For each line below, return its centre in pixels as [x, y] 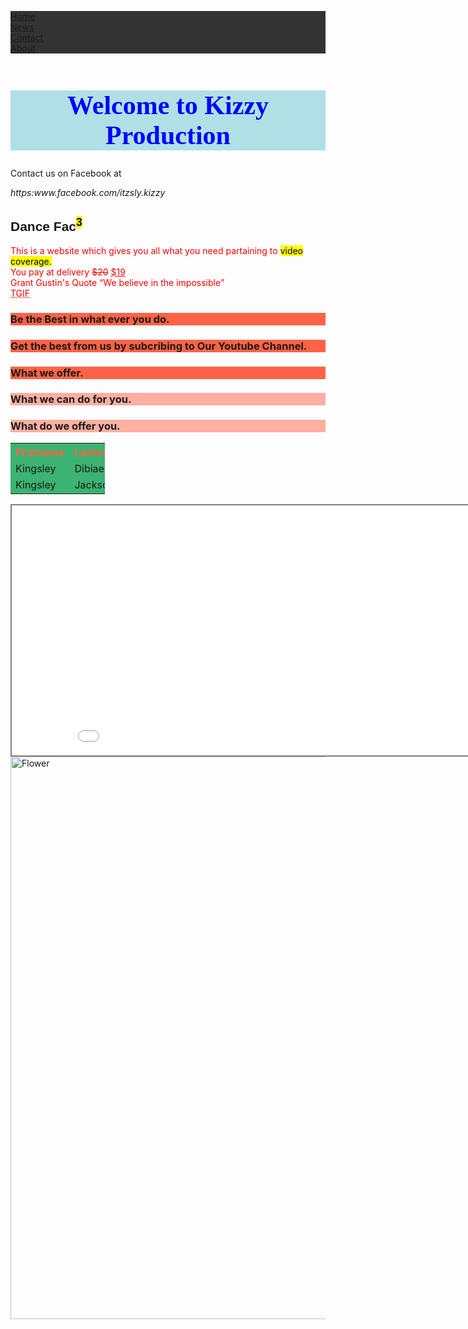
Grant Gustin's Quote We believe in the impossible [116, 282]
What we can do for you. [71, 399]
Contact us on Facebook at [66, 173]
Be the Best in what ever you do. [90, 319]
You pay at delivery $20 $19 [68, 272]
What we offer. [47, 373]
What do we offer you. [65, 426]
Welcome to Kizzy [168, 105]
